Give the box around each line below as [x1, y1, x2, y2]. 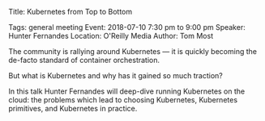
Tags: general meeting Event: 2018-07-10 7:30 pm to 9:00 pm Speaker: [8, 23, 246, 31]
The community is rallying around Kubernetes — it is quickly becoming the [8, 47, 258, 56]
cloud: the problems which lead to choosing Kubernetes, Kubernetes [8, 95, 237, 104]
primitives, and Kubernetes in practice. [8, 104, 138, 113]
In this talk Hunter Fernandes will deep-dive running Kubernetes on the [8, 86, 246, 96]
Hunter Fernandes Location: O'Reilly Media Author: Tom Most [8, 31, 213, 40]
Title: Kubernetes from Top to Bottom [8, 7, 133, 16]
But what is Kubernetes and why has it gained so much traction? [8, 71, 223, 80]
